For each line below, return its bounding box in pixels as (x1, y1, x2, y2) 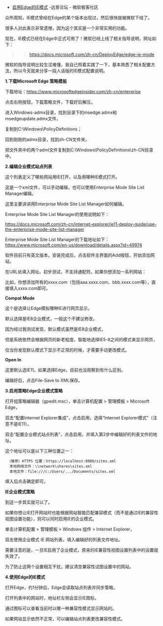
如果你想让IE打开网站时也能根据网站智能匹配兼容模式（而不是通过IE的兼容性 (5, 510, 159, 516)
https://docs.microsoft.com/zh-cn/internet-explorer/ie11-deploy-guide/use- (5, 221, 157, 227)
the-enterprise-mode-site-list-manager (5, 226, 85, 232)
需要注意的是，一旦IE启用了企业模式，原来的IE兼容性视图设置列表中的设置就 (5, 547, 159, 553)
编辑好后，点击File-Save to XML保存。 (5, 378, 83, 383)
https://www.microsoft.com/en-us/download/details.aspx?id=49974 (5, 242, 142, 248)
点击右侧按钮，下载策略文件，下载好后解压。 (5, 99, 95, 105)
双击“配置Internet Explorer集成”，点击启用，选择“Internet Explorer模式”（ (5, 415, 153, 421)
